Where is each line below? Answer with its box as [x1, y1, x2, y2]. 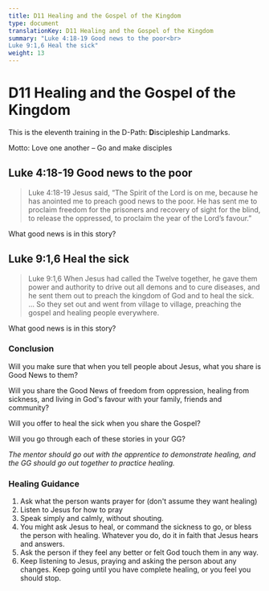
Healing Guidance [8, 478, 80, 489]
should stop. [19, 573, 62, 583]
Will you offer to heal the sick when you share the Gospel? [8, 418, 201, 428]
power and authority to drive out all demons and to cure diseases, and [27, 282, 261, 292]
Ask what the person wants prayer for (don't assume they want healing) [19, 496, 258, 507]
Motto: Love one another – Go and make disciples [8, 142, 173, 153]
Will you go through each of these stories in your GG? [8, 433, 186, 443]
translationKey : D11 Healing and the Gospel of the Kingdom [8, 27, 214, 35]
